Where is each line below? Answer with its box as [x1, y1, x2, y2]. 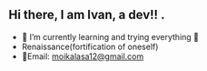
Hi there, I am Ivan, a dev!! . [8, 7, 165, 23]
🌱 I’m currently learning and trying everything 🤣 [21, 31, 200, 42]
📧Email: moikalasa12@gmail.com [21, 50, 144, 62]
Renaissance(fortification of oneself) [21, 41, 159, 52]
